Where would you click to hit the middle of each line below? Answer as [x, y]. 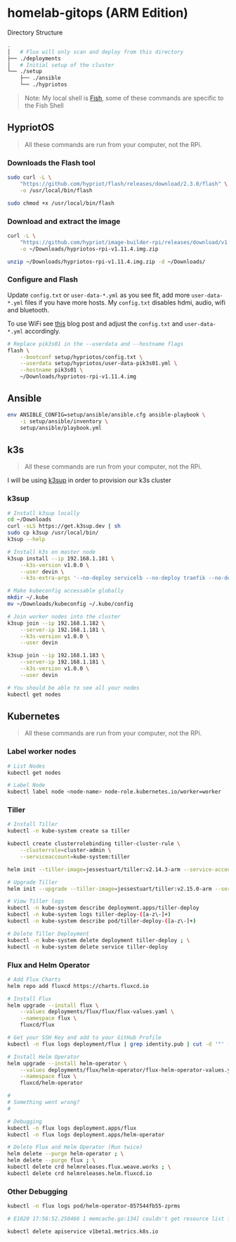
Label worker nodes [42, 752]
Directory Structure [35, 32]
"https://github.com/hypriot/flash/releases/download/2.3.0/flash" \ [124, 184]
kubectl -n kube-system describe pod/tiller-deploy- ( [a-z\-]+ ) [102, 921]
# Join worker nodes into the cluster [64, 616]
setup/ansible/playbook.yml [61, 428]
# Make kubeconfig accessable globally [66, 591]
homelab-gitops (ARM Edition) [98, 13]
